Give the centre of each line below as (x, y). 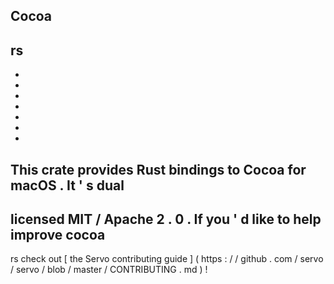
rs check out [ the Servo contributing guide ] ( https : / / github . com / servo (167, 259)
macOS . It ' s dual (67, 185)
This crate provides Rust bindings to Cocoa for (158, 169)
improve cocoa (58, 234)
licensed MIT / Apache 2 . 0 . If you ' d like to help (166, 219)
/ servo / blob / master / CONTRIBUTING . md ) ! (109, 270)
